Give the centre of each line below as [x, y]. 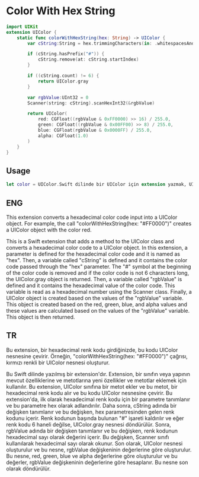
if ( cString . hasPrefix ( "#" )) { [66, 54]
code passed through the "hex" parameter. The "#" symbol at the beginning [99, 266]
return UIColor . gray [63, 81]
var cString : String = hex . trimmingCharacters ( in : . [93, 43]
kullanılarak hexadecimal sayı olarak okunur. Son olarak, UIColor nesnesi [94, 443]
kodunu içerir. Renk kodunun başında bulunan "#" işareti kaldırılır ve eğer [95, 418]
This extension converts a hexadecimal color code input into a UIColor [92, 217]
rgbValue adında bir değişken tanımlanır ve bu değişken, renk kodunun [92, 431]
